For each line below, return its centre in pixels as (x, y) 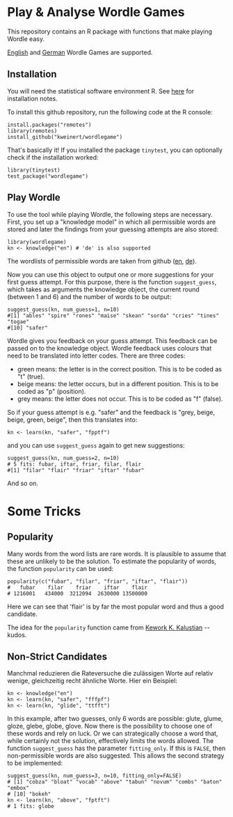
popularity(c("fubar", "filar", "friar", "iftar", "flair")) (98, 581)
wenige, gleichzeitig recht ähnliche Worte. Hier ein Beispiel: (92, 681)
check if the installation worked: (53, 157)
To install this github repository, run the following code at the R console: (110, 112)
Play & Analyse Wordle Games (96, 12)
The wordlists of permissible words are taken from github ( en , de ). (102, 261)
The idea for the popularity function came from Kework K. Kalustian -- (109, 627)
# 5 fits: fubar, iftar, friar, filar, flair (74, 464)
